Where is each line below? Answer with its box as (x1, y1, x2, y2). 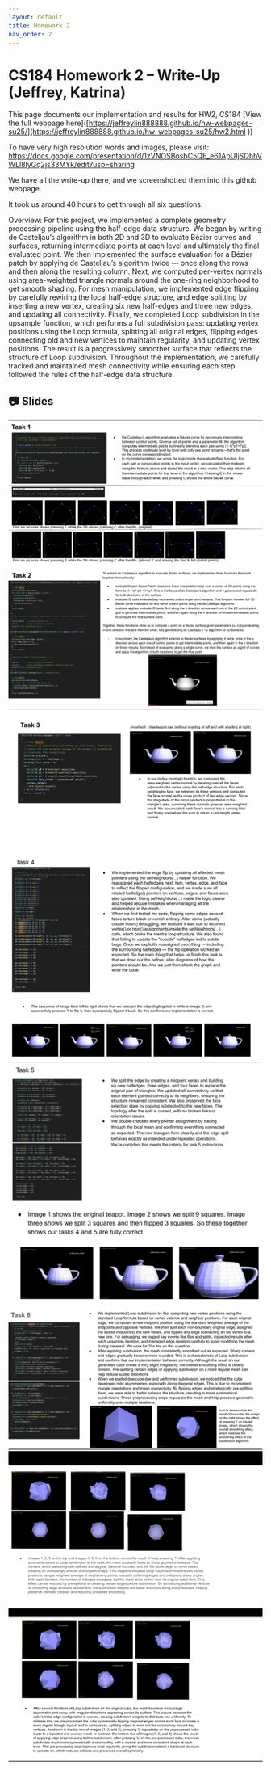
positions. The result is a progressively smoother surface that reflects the (8, 344, 252, 354)
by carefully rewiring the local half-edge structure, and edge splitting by (8, 292, 248, 302)
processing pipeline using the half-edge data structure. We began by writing (8, 224, 262, 233)
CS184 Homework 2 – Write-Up (8, 65, 221, 84)
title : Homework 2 (8, 21, 70, 30)
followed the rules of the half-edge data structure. (8, 370, 175, 380)
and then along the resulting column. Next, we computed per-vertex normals (8, 267, 263, 276)
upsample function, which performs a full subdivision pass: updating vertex (8, 318, 259, 328)
